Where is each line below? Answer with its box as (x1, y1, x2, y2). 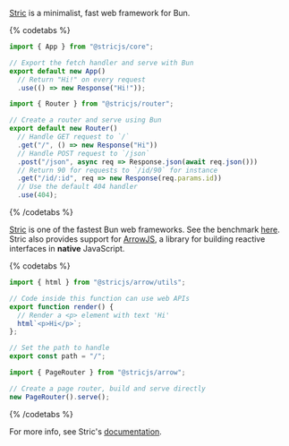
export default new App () (9, 66, 106, 75)
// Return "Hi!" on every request (17, 75, 146, 84)
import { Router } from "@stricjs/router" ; (9, 99, 174, 108)
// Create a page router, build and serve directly (9, 384, 206, 393)
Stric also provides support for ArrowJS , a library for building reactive (9, 234, 266, 244)
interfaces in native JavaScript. (9, 244, 125, 253)
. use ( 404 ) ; (17, 191, 58, 200)
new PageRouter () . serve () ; (9, 392, 110, 401)
